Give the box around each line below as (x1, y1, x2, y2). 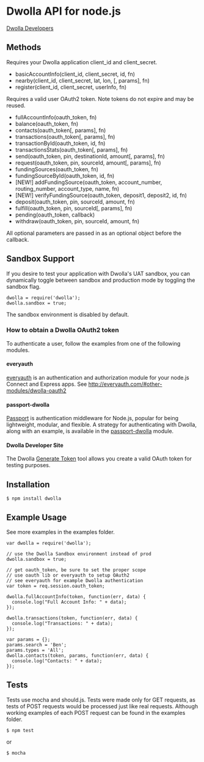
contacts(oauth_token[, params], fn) (15, 127, 106, 134)
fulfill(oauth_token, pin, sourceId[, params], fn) (15, 204, 133, 212)
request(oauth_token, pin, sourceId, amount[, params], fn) (15, 159, 161, 166)
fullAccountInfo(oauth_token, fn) (15, 113, 97, 120)
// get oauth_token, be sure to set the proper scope (6, 567, 147, 573)
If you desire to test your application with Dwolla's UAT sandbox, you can (6, 270, 191, 277)
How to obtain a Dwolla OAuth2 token (6, 326, 119, 335)
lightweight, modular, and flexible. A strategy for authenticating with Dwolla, (6, 421, 197, 429)
